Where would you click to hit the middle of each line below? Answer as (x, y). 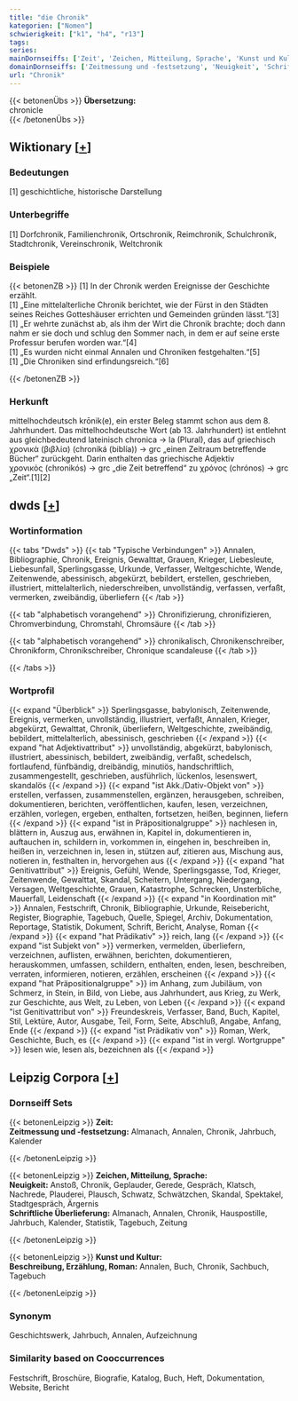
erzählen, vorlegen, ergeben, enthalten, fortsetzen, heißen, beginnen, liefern (149, 814)
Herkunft (29, 401)
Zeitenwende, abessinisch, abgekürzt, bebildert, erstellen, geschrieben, (141, 579)
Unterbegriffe (39, 215)
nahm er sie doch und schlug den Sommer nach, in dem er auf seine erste (145, 333)
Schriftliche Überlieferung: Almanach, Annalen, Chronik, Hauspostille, (138, 1213)
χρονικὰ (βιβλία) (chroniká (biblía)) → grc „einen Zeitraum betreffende (138, 449)
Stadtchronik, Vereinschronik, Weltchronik (86, 243)
